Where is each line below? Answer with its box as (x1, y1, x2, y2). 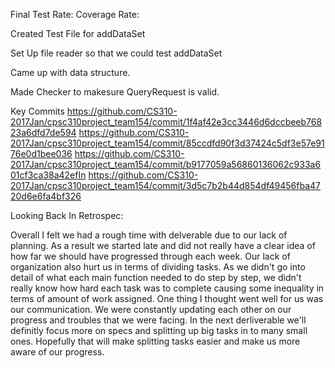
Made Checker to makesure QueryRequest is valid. (10, 86, 220, 98)
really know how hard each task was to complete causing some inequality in (10, 282, 325, 294)
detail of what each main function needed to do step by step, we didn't (10, 272, 302, 283)
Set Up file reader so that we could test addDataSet (10, 47, 223, 59)
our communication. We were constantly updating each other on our (10, 304, 292, 315)
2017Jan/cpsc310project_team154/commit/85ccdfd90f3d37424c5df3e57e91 (10, 137, 325, 149)
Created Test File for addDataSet (10, 28, 146, 39)
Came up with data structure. (10, 67, 131, 78)
